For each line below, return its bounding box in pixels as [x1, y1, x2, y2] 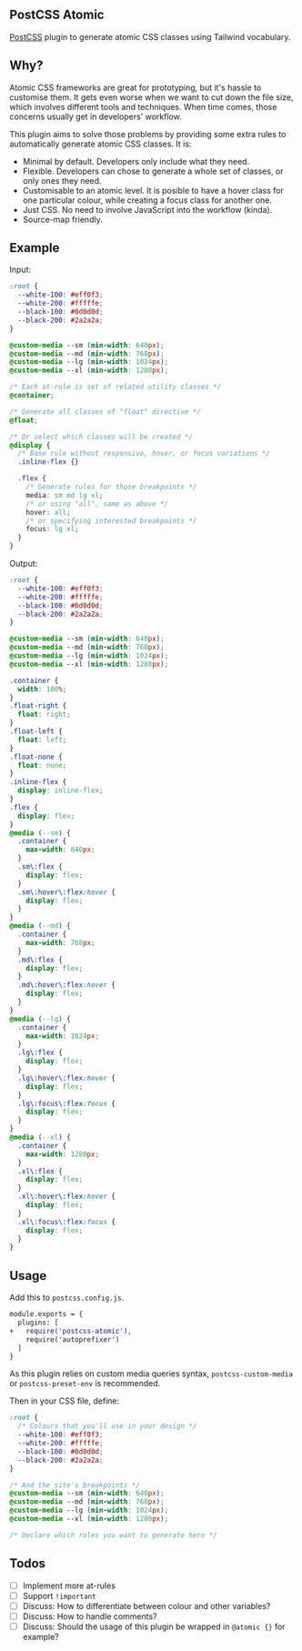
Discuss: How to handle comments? [22, 1610, 157, 1622]
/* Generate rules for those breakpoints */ [25, 482, 197, 492]
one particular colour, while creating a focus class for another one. [22, 195, 273, 206]
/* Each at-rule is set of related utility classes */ [9, 382, 222, 392]
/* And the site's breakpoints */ [9, 1480, 141, 1490]
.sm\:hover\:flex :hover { [17, 887, 116, 897]
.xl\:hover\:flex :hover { [17, 1192, 116, 1202]
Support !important [22, 1590, 97, 1601]
